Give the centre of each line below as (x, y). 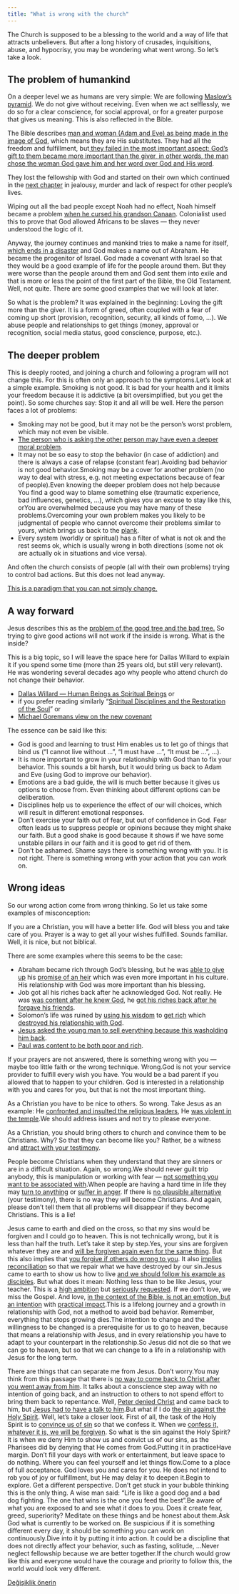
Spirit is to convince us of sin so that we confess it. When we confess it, (113, 1424)
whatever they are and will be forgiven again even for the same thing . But (115, 1251)
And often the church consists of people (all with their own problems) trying (119, 567)
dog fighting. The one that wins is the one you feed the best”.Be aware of (115, 1500)
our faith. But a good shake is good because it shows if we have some (121, 836)
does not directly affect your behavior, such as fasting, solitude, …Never (113, 1545)
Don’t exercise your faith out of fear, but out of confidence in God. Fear (122, 820)
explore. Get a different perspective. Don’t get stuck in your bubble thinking (118, 1485)
